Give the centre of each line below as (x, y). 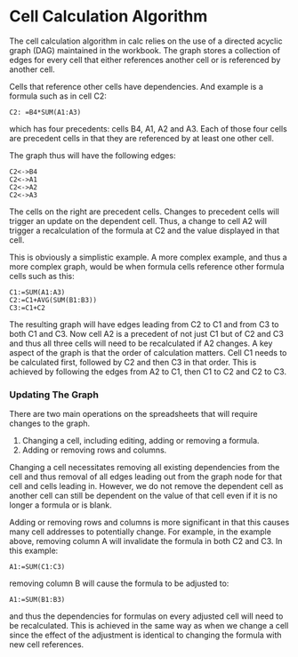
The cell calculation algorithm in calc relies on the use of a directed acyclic (146, 41)
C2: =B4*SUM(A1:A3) (45, 112)
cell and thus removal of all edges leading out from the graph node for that (146, 477)
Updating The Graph (54, 395)
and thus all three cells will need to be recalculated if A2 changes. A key (141, 343)
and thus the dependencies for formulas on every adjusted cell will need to (146, 616)
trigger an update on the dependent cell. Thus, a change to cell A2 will (138, 220)
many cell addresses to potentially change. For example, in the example (140, 532)
